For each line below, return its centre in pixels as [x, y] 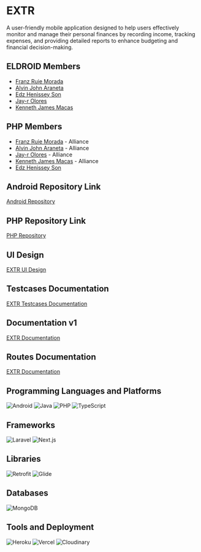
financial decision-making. [40, 47]
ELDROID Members [44, 67]
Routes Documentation [51, 357]
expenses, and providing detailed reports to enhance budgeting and [92, 40]
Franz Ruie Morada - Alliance [52, 141]
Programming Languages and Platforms [84, 391]
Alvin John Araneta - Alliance [52, 148]
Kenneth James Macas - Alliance [57, 161]
